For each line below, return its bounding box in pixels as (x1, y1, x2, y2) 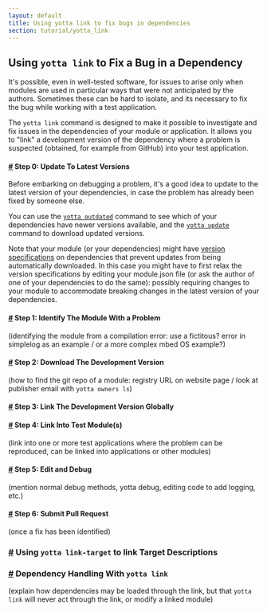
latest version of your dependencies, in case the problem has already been (8, 188, 254, 198)
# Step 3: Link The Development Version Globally (8, 402, 174, 411)
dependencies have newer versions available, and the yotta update (8, 220, 230, 229)
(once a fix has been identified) (8, 527, 112, 536)
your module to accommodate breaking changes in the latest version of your (8, 286, 260, 296)
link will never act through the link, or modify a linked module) (8, 594, 214, 604)
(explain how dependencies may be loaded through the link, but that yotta (8, 586, 253, 596)
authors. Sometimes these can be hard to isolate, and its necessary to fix (8, 94, 248, 104)
